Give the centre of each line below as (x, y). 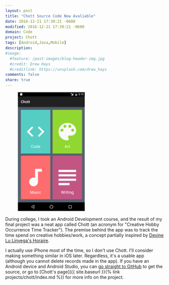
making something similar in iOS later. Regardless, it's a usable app (75, 256)
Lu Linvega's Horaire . (27, 241)
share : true (18, 80)
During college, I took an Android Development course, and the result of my (84, 219)
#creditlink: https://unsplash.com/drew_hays (59, 69)
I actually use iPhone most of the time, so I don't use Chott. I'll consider (79, 251)
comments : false (22, 75)
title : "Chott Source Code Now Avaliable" (50, 16)
